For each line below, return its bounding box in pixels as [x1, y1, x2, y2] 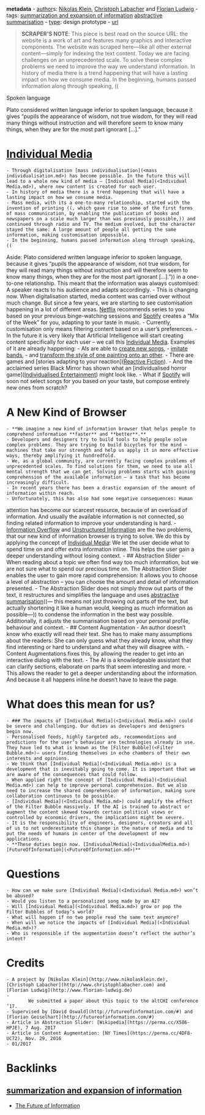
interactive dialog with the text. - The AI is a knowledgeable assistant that [6, 656, 192, 664]
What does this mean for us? [6, 697, 155, 712]
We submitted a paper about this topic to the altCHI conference [28, 998, 199, 1004]
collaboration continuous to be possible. [6, 793, 116, 799]
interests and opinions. [6, 755, 70, 761]
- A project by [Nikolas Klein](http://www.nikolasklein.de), [6, 976, 168, 982]
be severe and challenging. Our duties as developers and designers [6, 723, 185, 729]
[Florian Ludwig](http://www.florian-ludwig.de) [6, 987, 133, 993]
